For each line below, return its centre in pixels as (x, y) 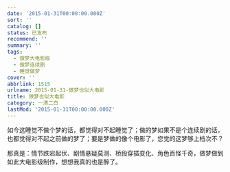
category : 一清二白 (33, 103)
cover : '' (21, 77)
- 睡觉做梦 (27, 71)
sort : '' (20, 20)
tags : (15, 52)
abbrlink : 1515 (29, 84)
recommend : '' (27, 39)
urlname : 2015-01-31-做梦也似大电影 (56, 90)
